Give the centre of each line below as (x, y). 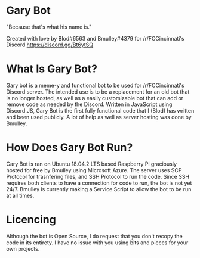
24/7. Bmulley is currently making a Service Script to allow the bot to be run (99, 189)
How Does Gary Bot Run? (70, 147)
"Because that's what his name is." (49, 27)
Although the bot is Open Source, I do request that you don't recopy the (95, 236)
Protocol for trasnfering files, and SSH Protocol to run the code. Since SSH (98, 176)
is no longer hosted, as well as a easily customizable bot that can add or (95, 98)
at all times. (20, 195)
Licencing (31, 220)
